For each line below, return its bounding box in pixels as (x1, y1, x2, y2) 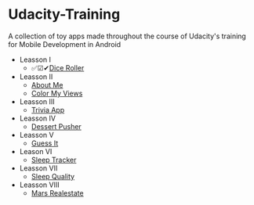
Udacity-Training (8, 5, 121, 23)
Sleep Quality (31, 171, 75, 181)
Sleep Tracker (31, 155, 77, 164)
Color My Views (31, 88, 83, 98)
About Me (31, 80, 63, 89)
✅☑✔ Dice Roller (31, 63, 85, 72)
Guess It (31, 138, 59, 148)
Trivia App (31, 105, 65, 114)
